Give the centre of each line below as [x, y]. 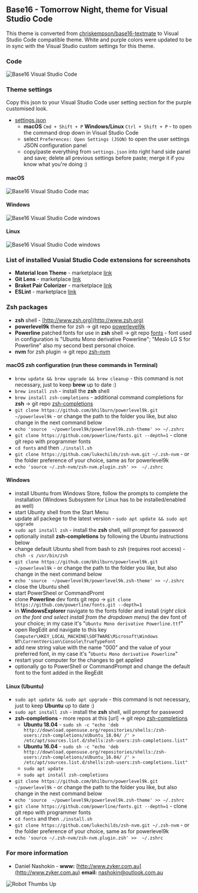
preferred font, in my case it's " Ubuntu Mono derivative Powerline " [96, 654]
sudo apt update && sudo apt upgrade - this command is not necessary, [102, 700]
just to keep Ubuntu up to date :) [54, 706]
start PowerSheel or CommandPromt [59, 593]
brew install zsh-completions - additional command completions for [99, 397]
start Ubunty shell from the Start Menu [62, 512]
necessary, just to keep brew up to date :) [66, 384]
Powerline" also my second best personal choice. [75, 345]
